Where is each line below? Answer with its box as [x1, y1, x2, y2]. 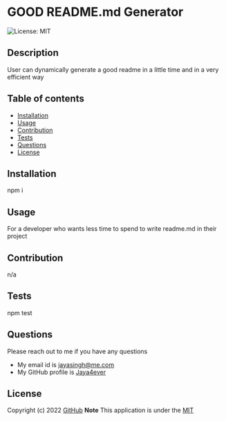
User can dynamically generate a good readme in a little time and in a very [7, 65, 219, 73]
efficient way [7, 73, 44, 81]
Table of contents [7, 93, 84, 104]
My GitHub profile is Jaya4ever [17, 368, 106, 376]
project [7, 232, 28, 241]
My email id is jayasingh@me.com [17, 360, 115, 368]
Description [7, 47, 59, 59]
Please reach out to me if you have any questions [7, 347, 148, 355]
